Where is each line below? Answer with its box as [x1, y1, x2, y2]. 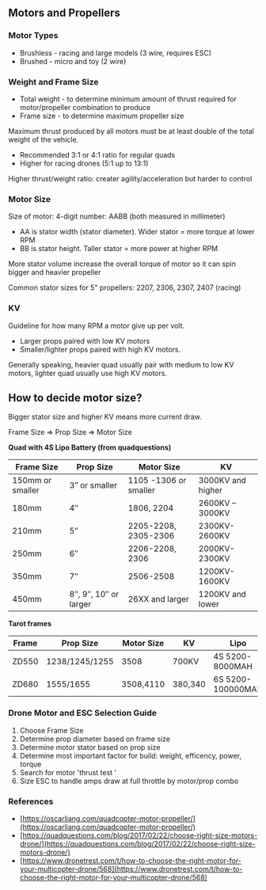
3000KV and [198, 475, 247, 486]
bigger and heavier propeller [8, 268, 101, 277]
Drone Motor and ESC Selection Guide [8, 708, 157, 719]
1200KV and [198, 589, 247, 600]
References [8, 796, 54, 807]
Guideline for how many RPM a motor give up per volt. [8, 321, 184, 330]
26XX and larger [127, 594, 190, 605]
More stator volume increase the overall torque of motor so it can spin [8, 259, 236, 268]
